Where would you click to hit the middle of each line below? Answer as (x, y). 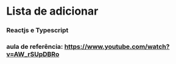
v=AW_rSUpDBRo (33, 54)
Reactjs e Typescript (37, 30)
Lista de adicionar (52, 11)
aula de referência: (35, 47)
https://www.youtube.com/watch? (117, 47)
